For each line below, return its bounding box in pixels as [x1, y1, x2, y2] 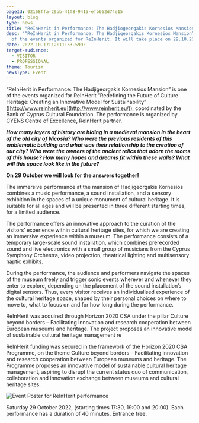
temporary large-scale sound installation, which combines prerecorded [6, 239, 179, 247]
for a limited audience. [6, 209, 61, 216]
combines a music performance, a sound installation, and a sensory [6, 190, 172, 197]
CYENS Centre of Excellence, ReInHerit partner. [6, 117, 123, 125]
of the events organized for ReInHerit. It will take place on [11, 36, 171, 42]
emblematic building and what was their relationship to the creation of [6, 141, 184, 149]
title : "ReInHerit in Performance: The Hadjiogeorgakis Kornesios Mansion [6, 25, 195, 31]
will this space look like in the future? [6, 160, 99, 168]
